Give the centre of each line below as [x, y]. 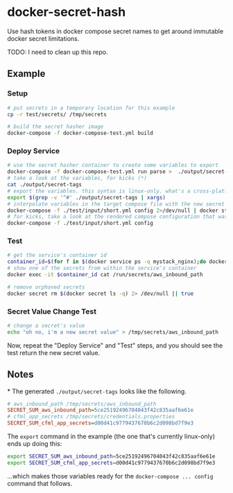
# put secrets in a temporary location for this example [91, 108]
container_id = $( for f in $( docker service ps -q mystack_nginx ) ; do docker [118, 262]
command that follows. [40, 483]
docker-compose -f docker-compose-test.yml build [80, 133]
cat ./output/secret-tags [44, 185]
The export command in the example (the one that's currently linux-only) [111, 436]
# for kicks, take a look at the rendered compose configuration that [111, 217]
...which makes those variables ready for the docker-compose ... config [110, 476]
